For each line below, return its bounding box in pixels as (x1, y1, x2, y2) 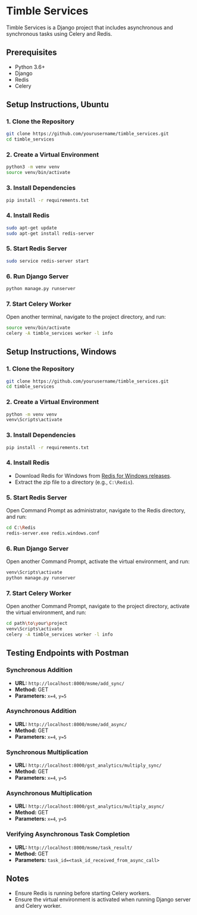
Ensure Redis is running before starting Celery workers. (14, 889, 151, 897)
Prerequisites (6, 48, 57, 58)
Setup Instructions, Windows (6, 347, 117, 357)
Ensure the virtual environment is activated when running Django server (14, 895, 191, 903)
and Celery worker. (14, 902, 62, 909)
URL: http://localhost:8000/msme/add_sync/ (14, 679, 125, 686)
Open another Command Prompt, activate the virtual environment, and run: (6, 558, 190, 565)
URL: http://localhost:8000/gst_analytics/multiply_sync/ (14, 761, 162, 769)
